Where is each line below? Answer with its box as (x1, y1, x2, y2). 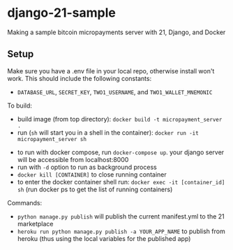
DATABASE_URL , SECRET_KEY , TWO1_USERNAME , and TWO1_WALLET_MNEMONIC (17, 87, 213, 96)
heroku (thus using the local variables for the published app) (17, 234, 191, 242)
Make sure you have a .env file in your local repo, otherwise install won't (7, 66, 215, 75)
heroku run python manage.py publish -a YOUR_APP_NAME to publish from (17, 227, 225, 235)
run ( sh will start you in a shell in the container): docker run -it (17, 128, 199, 137)
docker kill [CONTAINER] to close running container (17, 170, 167, 179)
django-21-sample (7, 5, 116, 21)
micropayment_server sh (17, 135, 87, 142)
